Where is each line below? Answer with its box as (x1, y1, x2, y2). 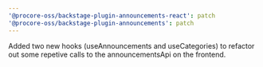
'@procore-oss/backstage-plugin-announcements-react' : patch (8, 11, 216, 20)
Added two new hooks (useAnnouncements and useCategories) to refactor (8, 41, 255, 50)
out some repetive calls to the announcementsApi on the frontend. (8, 49, 226, 59)
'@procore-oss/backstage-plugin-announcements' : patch (8, 19, 194, 27)
